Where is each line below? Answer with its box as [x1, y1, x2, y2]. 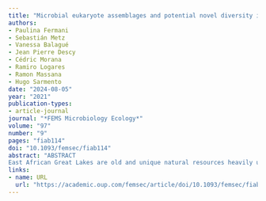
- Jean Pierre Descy [8, 48, 77, 56]
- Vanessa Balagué [8, 41, 69, 49]
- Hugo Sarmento [8, 78, 62, 85]
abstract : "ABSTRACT [8, 151, 77, 159]
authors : [8, 19, 37, 27]
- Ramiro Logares [8, 63, 66, 71]
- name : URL [8, 173, 47, 182]
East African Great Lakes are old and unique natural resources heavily [8, 159, 253, 167]
